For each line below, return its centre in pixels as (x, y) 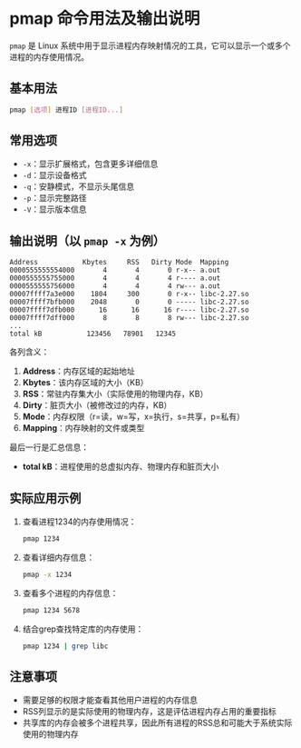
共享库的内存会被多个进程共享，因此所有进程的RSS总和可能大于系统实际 (157, 723)
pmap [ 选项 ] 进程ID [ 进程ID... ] (67, 110)
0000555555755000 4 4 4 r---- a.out (115, 278)
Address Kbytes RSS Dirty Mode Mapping (119, 263)
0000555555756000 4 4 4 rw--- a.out (115, 286)
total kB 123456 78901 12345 (93, 334)
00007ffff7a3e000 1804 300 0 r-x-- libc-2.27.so (129, 294)
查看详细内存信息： (58, 557)
